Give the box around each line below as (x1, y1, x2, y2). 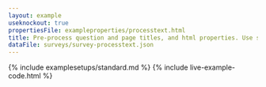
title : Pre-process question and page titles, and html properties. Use (8, 33, 253, 42)
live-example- (189, 62, 236, 72)
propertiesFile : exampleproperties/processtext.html (8, 26, 186, 34)
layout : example (8, 11, 62, 20)
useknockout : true (8, 19, 69, 27)
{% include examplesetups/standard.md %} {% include (8, 62, 188, 72)
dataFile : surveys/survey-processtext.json (8, 41, 154, 49)
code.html (8, 71, 41, 81)
